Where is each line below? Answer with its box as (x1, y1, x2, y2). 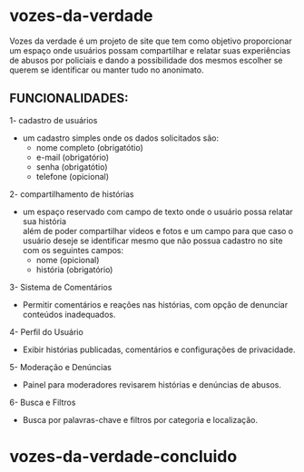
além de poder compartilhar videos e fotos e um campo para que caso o (22, 225, 294, 236)
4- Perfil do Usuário (9, 326, 83, 337)
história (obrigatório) (35, 264, 113, 275)
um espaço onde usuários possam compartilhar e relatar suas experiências (9, 44, 291, 55)
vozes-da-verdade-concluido (9, 446, 238, 467)
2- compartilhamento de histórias (9, 188, 134, 200)
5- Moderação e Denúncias (9, 361, 112, 372)
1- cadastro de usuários (9, 114, 98, 125)
